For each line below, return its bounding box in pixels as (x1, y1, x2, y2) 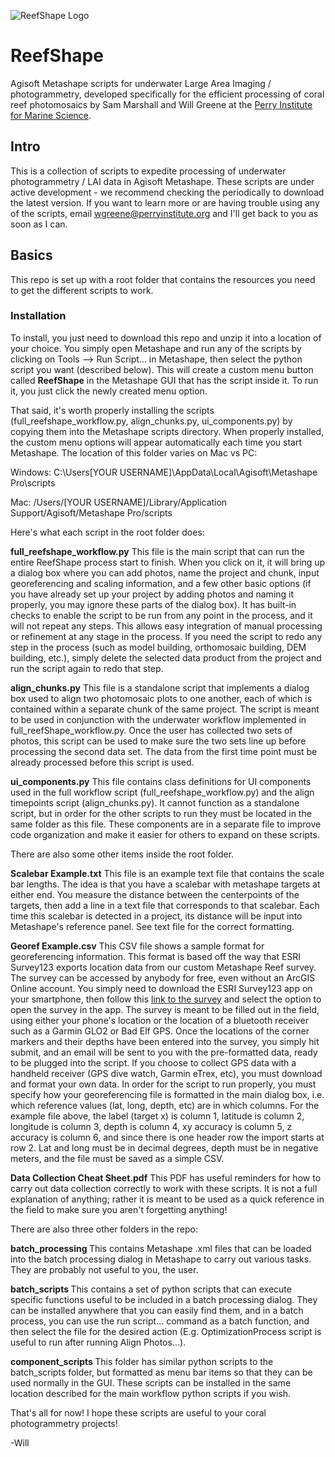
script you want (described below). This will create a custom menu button (10, 363, 314, 375)
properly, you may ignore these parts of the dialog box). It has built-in (10, 598, 297, 610)
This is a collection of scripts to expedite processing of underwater (10, 165, 287, 177)
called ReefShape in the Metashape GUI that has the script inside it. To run (10, 374, 319, 386)
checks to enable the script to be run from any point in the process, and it (10, 609, 313, 621)
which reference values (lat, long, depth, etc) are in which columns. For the (10, 1099, 320, 1111)
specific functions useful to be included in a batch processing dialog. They (10, 1293, 318, 1305)
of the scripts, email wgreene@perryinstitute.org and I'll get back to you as (10, 207, 319, 219)
